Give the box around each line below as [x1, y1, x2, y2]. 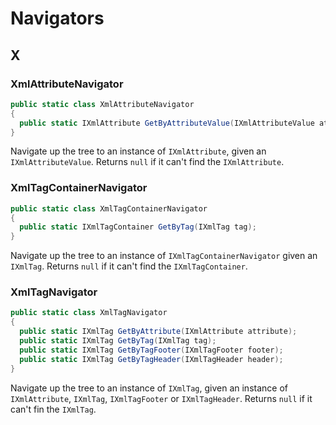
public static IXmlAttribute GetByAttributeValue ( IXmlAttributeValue [19, 118, 315, 128]
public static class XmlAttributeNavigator [10, 99, 195, 109]
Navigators [10, 7, 105, 30]
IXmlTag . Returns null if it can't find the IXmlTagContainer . [10, 260, 248, 272]
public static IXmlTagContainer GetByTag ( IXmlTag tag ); [19, 222, 257, 232]
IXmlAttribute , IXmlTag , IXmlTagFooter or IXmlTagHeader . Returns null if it [10, 392, 313, 404]
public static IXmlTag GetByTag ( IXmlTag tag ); [19, 336, 217, 346]
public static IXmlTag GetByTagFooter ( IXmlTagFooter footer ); [19, 345, 284, 355]
